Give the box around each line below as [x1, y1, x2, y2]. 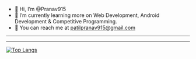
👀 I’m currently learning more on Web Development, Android [14, 12, 160, 19]
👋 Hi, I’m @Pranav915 [14, 6, 66, 12]
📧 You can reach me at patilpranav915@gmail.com [14, 24, 136, 31]
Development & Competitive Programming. [14, 18, 118, 25]
